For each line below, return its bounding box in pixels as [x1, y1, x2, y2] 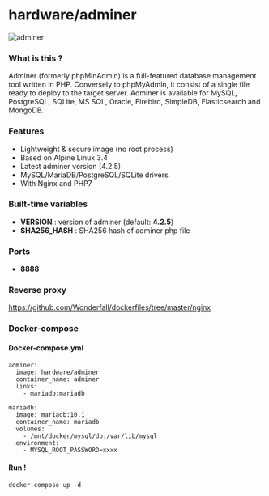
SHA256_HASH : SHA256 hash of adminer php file [19, 225, 190, 235]
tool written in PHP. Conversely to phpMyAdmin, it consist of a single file [8, 79, 250, 90]
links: [15, 382, 38, 390]
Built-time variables [8, 198, 88, 210]
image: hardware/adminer [15, 368, 100, 376]
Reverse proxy [8, 285, 67, 296]
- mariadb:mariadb [23, 389, 85, 397]
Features [8, 125, 45, 137]
